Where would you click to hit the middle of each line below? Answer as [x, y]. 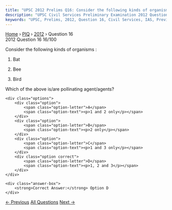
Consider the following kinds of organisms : [51, 50]
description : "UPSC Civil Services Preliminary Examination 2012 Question [87, 15]
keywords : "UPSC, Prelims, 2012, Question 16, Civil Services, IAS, [80, 19]
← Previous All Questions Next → [40, 202]
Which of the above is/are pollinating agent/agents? [60, 89]
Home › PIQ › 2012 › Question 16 [39, 34]
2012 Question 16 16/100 [31, 39]
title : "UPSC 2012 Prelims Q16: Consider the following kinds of [76, 10]
